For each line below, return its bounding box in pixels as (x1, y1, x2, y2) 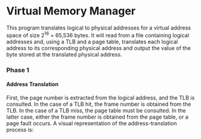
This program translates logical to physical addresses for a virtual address (6, 24, 191, 31)
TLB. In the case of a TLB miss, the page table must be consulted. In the (6, 107, 186, 114)
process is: (6, 126, 34, 133)
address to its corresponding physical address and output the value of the (6, 44, 191, 52)
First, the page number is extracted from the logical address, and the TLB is (6, 94, 195, 101)
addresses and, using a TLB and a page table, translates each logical (6, 38, 179, 45)
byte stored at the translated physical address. (6, 51, 122, 58)
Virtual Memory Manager (6, 4, 136, 18)
